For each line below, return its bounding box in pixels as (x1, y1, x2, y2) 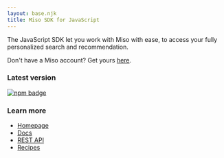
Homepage (16, 122, 49, 130)
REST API (16, 136, 45, 144)
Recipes (16, 144, 41, 152)
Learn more (7, 106, 47, 115)
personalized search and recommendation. (7, 43, 129, 51)
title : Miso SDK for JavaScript (7, 16, 100, 23)
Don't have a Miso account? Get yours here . (7, 56, 132, 64)
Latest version (7, 73, 56, 82)
